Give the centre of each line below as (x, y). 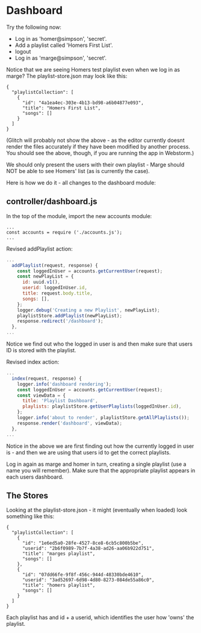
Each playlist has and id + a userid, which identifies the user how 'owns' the (100, 617)
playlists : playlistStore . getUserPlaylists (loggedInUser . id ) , (102, 406)
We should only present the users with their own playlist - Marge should (95, 164)
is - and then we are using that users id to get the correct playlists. (88, 452)
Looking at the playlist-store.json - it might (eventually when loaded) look (97, 510)
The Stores (27, 496)
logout (23, 51)
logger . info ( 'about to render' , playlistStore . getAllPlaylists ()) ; (103, 418)
